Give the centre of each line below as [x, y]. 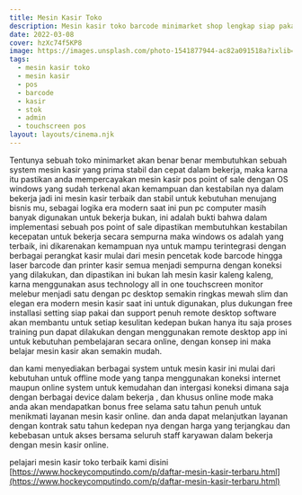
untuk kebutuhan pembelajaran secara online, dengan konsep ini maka [140, 341]
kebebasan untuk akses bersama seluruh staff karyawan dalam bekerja [141, 435]
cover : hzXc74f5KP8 [46, 43]
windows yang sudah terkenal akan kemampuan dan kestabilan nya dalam [147, 189]
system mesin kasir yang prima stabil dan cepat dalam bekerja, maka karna [149, 169]
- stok [30, 110]
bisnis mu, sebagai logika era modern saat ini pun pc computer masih [138, 208]
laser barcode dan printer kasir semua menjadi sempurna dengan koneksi [146, 265]
